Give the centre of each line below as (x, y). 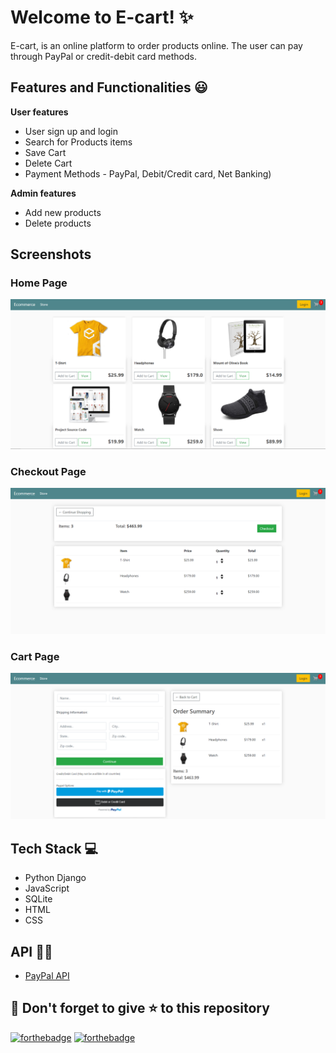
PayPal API (47, 975)
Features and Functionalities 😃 (109, 87)
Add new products (63, 212)
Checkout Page (48, 472)
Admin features (43, 193)
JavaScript (47, 888)
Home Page (39, 283)
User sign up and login (71, 131)
